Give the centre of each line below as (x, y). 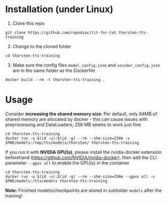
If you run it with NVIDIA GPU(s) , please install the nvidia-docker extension (83, 152)
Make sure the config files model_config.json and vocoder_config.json (86, 65)
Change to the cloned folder (42, 46)
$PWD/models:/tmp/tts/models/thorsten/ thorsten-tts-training (72, 143)
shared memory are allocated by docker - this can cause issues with (77, 119)
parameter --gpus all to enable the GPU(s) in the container (67, 162)
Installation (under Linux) (59, 9)
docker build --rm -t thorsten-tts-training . (55, 79)
